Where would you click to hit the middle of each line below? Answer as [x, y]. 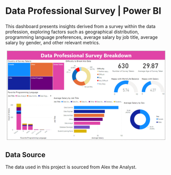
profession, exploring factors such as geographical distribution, [72, 32]
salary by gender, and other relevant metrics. [53, 43]
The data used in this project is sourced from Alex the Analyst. [71, 167]
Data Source [25, 155]
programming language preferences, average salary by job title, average [81, 37]
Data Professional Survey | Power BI [83, 11]
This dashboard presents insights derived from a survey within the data [81, 27]
